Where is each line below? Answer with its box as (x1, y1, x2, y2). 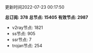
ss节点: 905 (12, 31, 36, 36)
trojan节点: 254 (12, 43, 42, 48)
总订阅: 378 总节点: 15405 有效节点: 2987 (5, 14, 88, 20)
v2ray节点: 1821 (12, 25, 43, 30)
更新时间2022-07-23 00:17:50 (5, 4, 65, 10)
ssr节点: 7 (12, 37, 32, 42)
